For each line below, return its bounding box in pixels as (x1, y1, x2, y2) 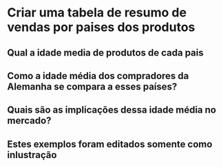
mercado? (7, 115, 52, 126)
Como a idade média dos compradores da (7, 70, 189, 82)
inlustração (7, 149, 57, 161)
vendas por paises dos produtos (7, 19, 195, 35)
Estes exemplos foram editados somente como (7, 138, 213, 150)
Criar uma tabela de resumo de (7, 5, 187, 21)
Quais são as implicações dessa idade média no (7, 104, 217, 116)
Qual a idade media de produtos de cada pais (7, 47, 204, 58)
